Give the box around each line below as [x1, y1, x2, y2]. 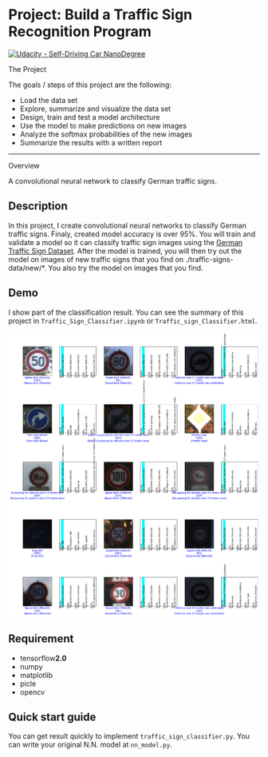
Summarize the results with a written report [19, 137, 163, 147]
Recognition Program [8, 22, 152, 41]
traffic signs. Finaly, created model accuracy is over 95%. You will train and [8, 229, 256, 239]
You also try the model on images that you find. [47, 263, 203, 272]
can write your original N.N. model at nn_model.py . [8, 740, 173, 750]
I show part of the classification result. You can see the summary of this [8, 307, 244, 317]
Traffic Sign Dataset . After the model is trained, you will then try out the [8, 246, 242, 256]
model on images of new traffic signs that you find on [8, 254, 184, 264]
